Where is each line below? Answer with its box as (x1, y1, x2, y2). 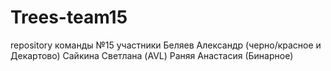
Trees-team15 (10, 6, 128, 29)
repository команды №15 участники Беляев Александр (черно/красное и (10, 39, 322, 51)
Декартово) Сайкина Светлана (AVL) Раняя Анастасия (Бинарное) (10, 49, 294, 61)
